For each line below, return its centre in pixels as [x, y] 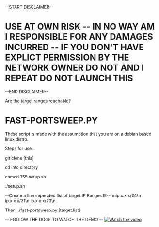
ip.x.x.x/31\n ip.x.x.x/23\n [30, 200]
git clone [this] [19, 158]
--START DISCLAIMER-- [29, 7]
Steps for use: [19, 148]
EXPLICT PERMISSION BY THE [67, 57]
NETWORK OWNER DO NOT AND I [75, 68]
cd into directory [22, 167]
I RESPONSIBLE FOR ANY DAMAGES [79, 37]
